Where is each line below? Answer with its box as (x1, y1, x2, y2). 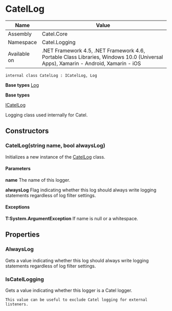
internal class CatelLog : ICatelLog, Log (5, 73, 97, 78)
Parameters (5, 165, 31, 172)
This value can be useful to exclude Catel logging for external (5, 297, 147, 303)
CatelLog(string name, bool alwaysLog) (5, 142, 105, 149)
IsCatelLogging (5, 276, 45, 283)
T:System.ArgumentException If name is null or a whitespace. (5, 216, 138, 222)
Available (8, 50, 30, 57)
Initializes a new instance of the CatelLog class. (5, 153, 105, 160)
